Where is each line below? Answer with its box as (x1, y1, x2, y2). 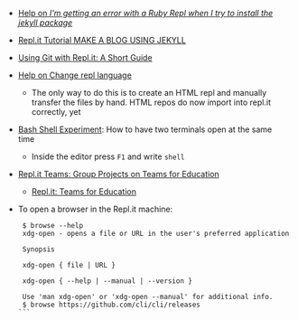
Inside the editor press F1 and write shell (31, 151, 185, 162)
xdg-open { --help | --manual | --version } (22, 277, 192, 286)
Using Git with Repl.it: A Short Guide (17, 52, 153, 62)
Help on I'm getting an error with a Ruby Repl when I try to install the (17, 8, 274, 18)
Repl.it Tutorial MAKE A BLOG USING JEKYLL (17, 35, 187, 45)
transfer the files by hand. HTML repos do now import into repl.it (31, 97, 271, 108)
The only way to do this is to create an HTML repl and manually (31, 88, 267, 98)
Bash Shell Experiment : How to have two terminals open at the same (17, 124, 273, 135)
